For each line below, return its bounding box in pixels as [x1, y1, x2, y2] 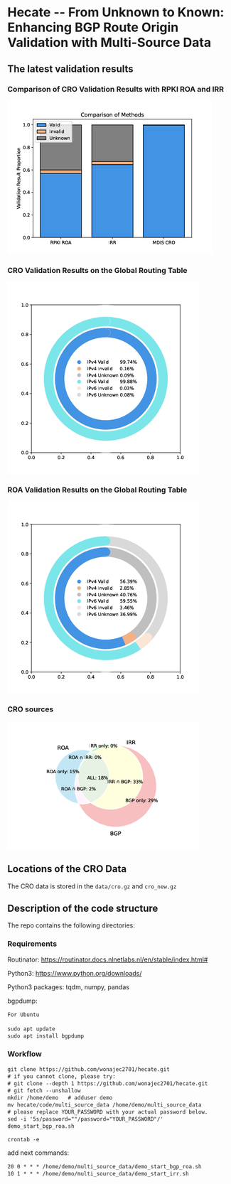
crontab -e [7, 1136, 40, 1143]
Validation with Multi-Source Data [7, 35, 212, 50]
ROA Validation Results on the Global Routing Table [7, 485, 188, 495]
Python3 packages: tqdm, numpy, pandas [7, 982, 130, 991]
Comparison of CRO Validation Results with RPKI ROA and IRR [7, 84, 225, 94]
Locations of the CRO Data [7, 863, 127, 875]
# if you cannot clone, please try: [7, 1072, 116, 1080]
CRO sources [7, 704, 54, 714]
